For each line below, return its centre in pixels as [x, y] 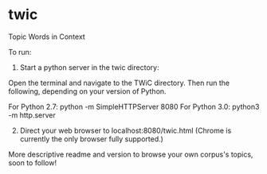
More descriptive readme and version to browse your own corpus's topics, [131, 154]
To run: [20, 52]
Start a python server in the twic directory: [89, 67]
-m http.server [32, 115]
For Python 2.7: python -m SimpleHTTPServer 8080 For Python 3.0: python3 [134, 106]
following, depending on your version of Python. [87, 91]
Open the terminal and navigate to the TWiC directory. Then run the [119, 83]
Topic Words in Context [47, 37]
